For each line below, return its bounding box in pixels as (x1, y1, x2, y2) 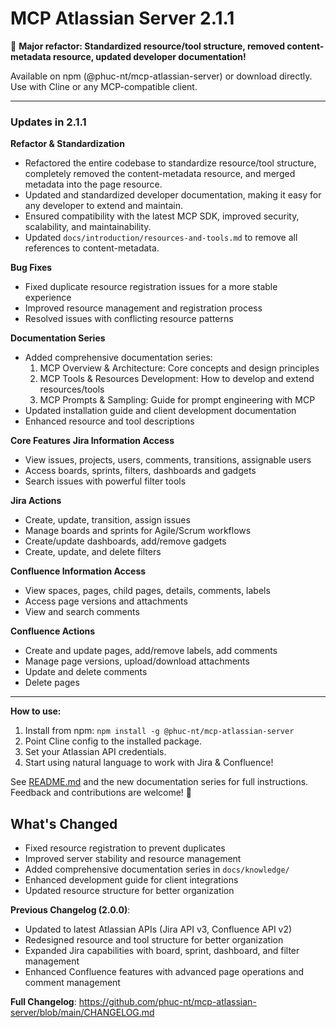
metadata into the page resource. (24, 178, 163, 191)
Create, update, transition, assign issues (24, 514, 191, 526)
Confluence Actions (10, 625, 96, 637)
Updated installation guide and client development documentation (24, 405, 297, 417)
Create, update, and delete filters (24, 546, 162, 558)
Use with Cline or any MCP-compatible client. (10, 80, 198, 92)
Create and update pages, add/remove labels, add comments (24, 645, 278, 657)
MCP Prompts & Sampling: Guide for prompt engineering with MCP (39, 394, 316, 406)
